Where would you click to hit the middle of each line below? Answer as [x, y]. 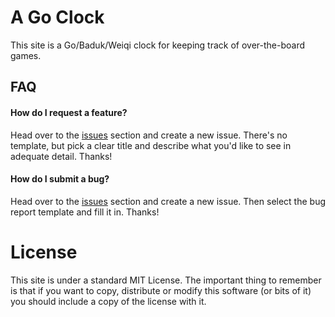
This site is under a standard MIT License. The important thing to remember [166, 280]
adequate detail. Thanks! [61, 156]
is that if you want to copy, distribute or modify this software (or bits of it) [161, 290]
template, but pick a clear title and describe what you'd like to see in [151, 145]
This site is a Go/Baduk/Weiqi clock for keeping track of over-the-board [158, 45]
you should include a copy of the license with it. [108, 301]
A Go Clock [57, 17]
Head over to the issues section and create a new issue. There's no [149, 135]
